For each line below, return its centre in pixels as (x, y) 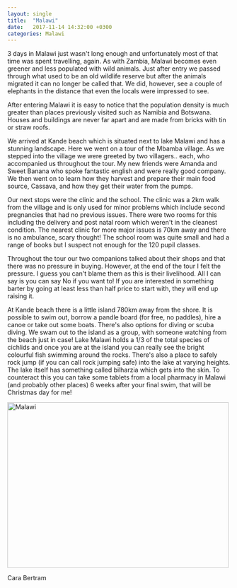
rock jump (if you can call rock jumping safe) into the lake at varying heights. (119, 363)
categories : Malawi (36, 34)
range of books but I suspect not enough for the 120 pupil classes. (104, 245)
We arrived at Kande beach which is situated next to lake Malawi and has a (116, 141)
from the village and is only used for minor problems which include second (116, 207)
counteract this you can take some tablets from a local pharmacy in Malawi (117, 377)
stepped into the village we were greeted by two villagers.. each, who (109, 156)
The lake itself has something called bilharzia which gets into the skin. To (114, 370)
